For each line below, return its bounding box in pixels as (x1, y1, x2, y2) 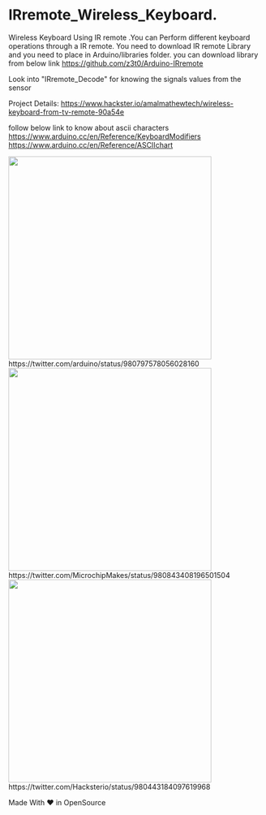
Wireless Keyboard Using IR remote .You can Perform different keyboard (8, 32, 251, 42)
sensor (8, 83, 32, 93)
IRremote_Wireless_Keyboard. (8, 6, 217, 24)
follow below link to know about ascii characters (8, 123, 169, 132)
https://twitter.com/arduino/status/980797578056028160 (8, 359, 200, 369)
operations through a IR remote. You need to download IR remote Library (8, 41, 251, 50)
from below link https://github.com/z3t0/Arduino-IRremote (8, 58, 204, 68)
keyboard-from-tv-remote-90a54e (8, 107, 124, 117)
